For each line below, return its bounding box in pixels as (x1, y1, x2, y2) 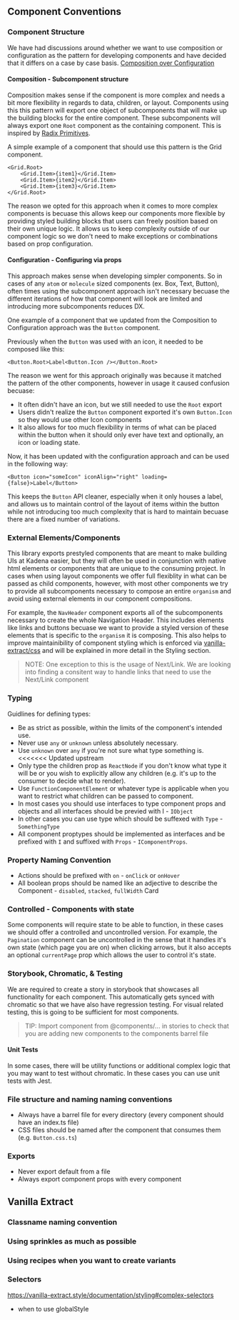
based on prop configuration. (7, 239, 93, 248)
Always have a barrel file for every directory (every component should (17, 1111, 224, 1119)
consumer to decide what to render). (17, 776, 126, 785)
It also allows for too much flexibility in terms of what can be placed (17, 423, 217, 431)
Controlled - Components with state (7, 904, 135, 914)
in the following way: (7, 460, 68, 469)
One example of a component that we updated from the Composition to (7, 316, 218, 324)
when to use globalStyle (17, 1304, 89, 1313)
